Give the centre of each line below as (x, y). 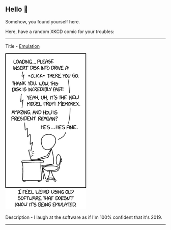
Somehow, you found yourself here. (43, 21)
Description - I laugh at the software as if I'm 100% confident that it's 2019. (84, 217)
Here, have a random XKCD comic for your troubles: (60, 32)
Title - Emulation (22, 46)
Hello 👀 (17, 9)
